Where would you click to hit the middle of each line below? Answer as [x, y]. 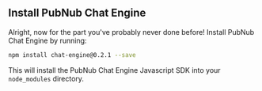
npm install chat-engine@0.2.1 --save [72, 55]
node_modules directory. [46, 78]
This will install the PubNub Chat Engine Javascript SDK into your [114, 70]
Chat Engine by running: [47, 40]
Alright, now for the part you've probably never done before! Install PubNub [131, 32]
